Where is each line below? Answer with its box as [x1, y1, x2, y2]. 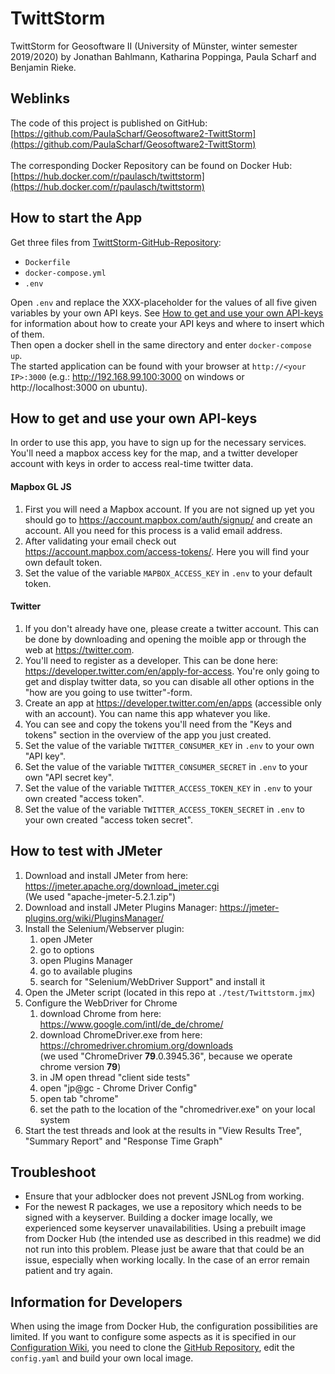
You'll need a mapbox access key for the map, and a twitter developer [10, 447, 299, 459]
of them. [10, 328, 45, 340]
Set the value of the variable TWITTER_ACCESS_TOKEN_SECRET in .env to [24, 803, 305, 815]
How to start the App [10, 210, 143, 227]
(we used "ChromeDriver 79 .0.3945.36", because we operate [39, 1050, 293, 1062]
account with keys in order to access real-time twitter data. [10, 458, 254, 470]
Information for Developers [10, 1293, 183, 1311]
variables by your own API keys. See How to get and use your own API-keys [10, 307, 324, 319]
